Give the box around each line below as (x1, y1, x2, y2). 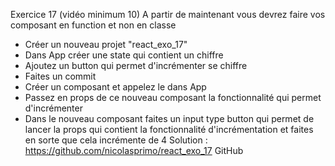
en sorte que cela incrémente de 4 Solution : (24, 134, 208, 146)
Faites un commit (24, 70, 97, 82)
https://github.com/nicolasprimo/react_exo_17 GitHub (24, 145, 244, 156)
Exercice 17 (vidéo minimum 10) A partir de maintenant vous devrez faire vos (10, 9, 326, 20)
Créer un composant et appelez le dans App (24, 81, 207, 93)
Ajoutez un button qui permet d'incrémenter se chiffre (24, 60, 248, 71)
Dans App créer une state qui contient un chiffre (24, 49, 224, 61)
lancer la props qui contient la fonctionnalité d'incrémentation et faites (24, 124, 314, 135)
